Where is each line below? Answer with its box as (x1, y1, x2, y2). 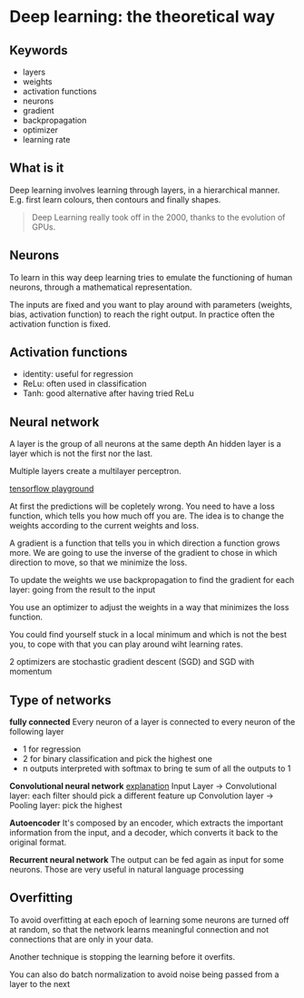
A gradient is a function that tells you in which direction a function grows (9, 538, 280, 548)
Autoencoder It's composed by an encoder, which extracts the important (9, 817, 284, 828)
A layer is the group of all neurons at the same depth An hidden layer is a (9, 439, 281, 450)
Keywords (9, 43, 68, 58)
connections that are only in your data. (9, 934, 154, 944)
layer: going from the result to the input (9, 584, 156, 596)
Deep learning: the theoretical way (9, 6, 275, 27)
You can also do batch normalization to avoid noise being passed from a (9, 969, 279, 980)
